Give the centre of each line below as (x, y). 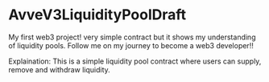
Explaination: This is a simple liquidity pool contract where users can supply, (135, 61)
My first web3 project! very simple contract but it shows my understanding (132, 37)
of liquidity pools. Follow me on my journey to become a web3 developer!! (131, 45)
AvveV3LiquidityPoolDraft (97, 15)
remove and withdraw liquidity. (59, 69)
